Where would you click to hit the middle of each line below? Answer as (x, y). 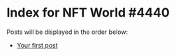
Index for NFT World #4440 (88, 13)
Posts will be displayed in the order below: (67, 32)
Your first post (37, 45)
